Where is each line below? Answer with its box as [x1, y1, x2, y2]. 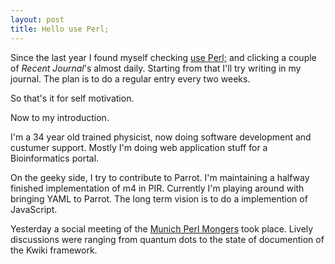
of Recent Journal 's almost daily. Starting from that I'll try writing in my [10, 62, 302, 74]
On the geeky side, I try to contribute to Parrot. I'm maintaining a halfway [10, 171, 310, 183]
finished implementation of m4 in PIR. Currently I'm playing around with [10, 182, 305, 194]
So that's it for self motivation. [10, 92, 135, 104]
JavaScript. [10, 203, 58, 215]
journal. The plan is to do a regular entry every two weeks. [10, 72, 251, 85]
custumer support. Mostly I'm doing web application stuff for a [10, 141, 268, 153]
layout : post [10, 14, 65, 25]
